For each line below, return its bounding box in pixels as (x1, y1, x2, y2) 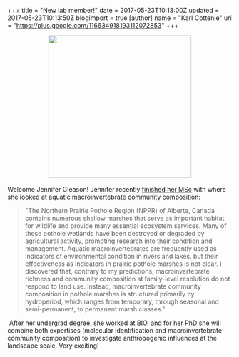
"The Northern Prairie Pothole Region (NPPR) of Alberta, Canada (24, 207, 215, 214)
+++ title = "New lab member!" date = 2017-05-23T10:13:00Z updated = (7, 6, 220, 14)
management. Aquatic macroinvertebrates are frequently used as (24, 244, 217, 252)
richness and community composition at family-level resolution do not (24, 274, 230, 283)
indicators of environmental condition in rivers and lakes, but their (24, 252, 218, 260)
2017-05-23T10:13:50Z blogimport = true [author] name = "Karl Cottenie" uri (7, 14, 232, 22)
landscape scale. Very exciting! (7, 341, 99, 350)
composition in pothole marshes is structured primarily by (24, 290, 195, 298)
